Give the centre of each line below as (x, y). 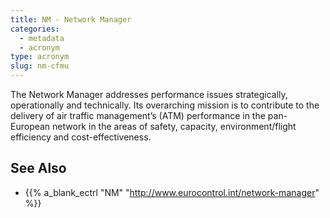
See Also (38, 168)
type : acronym (40, 57)
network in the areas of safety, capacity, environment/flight (174, 126)
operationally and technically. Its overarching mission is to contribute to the (165, 105)
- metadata (42, 38)
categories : (35, 29)
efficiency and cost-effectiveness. (81, 137)
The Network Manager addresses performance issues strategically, (149, 94)
